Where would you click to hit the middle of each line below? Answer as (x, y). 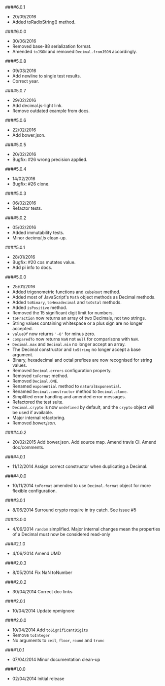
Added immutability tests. (38, 232)
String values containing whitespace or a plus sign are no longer (77, 323)
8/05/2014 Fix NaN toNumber (42, 572)
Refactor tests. (27, 208)
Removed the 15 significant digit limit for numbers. (63, 313)
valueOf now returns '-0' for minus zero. (54, 334)
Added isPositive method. (40, 307)
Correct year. (26, 81)
